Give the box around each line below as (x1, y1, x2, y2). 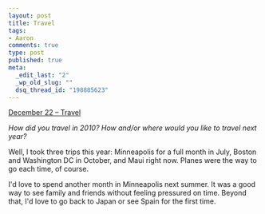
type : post (8, 49, 45, 57)
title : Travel (8, 19, 56, 27)
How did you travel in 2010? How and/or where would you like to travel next (8, 123, 257, 133)
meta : (8, 64, 26, 72)
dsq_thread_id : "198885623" (15, 85, 109, 94)
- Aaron (8, 34, 34, 42)
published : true (8, 57, 62, 65)
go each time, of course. (8, 164, 89, 174)
